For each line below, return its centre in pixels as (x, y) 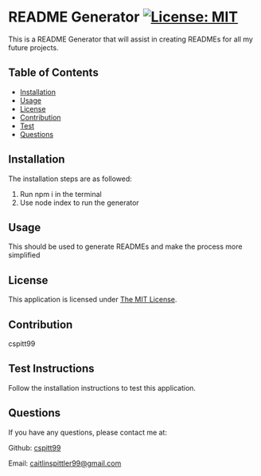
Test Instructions (51, 369)
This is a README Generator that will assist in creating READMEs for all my (130, 39)
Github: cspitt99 (35, 447)
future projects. (33, 47)
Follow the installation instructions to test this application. (102, 387)
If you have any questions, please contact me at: (88, 432)
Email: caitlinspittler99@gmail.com (65, 463)
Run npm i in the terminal (60, 194)
